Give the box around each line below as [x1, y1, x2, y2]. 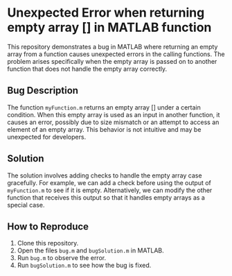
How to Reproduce [7, 221, 89, 232]
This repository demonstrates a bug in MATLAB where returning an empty [7, 42, 218, 51]
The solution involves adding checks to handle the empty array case [7, 171, 202, 180]
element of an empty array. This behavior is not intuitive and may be [7, 125, 202, 133]
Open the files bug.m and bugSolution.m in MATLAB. [17, 246, 164, 255]
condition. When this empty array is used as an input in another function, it [7, 110, 220, 119]
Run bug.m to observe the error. [17, 254, 106, 262]
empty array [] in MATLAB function [7, 19, 212, 35]
